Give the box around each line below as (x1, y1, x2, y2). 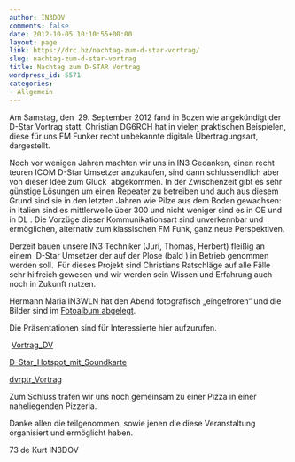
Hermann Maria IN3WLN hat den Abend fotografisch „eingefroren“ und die (9, 295, 282, 307)
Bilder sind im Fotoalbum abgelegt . (9, 305, 136, 315)
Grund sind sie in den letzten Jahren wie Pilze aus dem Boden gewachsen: (9, 195, 282, 205)
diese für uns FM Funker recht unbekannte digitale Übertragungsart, (9, 131, 259, 141)
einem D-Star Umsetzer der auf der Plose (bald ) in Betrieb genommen (9, 250, 269, 260)
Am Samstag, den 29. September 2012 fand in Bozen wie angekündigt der (9, 112, 282, 123)
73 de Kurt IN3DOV (9, 444, 80, 455)
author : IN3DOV (9, 12, 66, 22)
